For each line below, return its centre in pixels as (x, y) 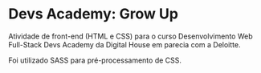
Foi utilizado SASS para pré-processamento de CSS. (95, 60)
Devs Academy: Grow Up (94, 14)
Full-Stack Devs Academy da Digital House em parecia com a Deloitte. (124, 44)
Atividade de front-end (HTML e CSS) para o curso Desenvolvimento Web (130, 36)
